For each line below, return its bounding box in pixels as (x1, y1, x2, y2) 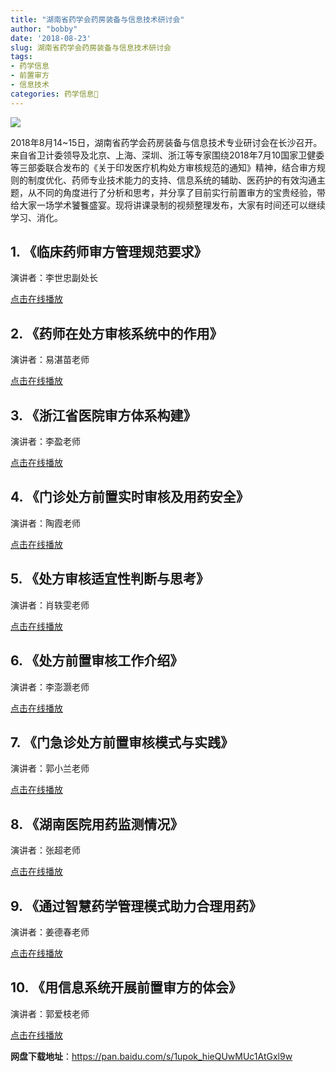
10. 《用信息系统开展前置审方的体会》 (10, 979, 242, 996)
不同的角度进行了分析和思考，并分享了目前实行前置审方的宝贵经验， (36, 186, 317, 198)
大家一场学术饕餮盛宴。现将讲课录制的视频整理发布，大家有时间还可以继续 (18, 199, 326, 211)
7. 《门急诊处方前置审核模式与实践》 (10, 734, 234, 751)
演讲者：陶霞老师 (10, 517, 81, 529)
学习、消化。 (10, 211, 63, 223)
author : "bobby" (10, 24, 78, 34)
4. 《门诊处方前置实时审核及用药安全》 (10, 489, 250, 506)
